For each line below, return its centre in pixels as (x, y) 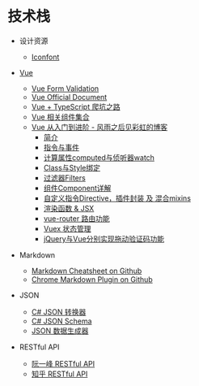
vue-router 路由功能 (76, 218)
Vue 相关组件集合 (60, 117)
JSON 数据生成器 (60, 331)
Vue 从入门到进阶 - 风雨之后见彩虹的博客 (99, 127)
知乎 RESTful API (59, 374)
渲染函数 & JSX (69, 208)
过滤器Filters (64, 178)
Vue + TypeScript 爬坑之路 (76, 106)
